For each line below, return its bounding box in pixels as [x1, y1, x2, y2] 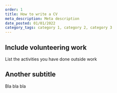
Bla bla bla [5, 83, 26, 89]
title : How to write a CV [5, 12, 58, 17]
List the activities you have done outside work [5, 56, 97, 62]
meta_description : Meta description [5, 16, 79, 21]
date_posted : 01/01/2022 [5, 20, 56, 26]
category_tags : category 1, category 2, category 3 [5, 25, 112, 30]
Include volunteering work [5, 43, 87, 52]
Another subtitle [5, 70, 56, 78]
